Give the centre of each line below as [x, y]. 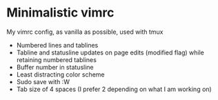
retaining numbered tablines [57, 59]
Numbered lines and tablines [57, 45]
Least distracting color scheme [60, 74]
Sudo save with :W [43, 81]
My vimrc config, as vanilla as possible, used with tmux [85, 32]
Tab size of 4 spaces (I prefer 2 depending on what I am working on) [114, 89]
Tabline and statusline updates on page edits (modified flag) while [110, 52]
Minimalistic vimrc [60, 13]
